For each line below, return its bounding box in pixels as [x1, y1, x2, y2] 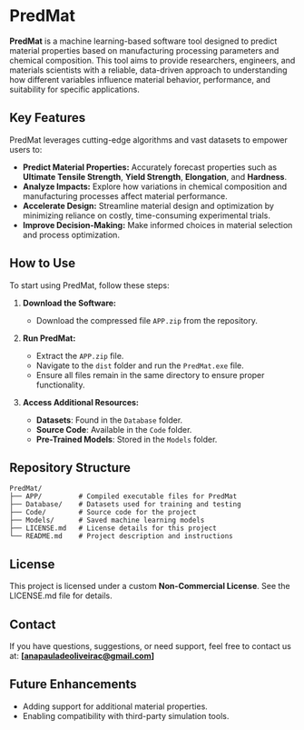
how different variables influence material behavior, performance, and [9, 74, 270, 85]
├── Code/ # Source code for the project [9, 508, 197, 517]
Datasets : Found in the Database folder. [35, 415, 183, 425]
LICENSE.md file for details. [9, 590, 113, 601]
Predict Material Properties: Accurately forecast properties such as [22, 161, 278, 173]
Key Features [9, 110, 86, 125]
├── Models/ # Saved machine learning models [9, 515, 205, 525]
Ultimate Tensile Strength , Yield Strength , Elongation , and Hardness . [22, 171, 288, 182]
